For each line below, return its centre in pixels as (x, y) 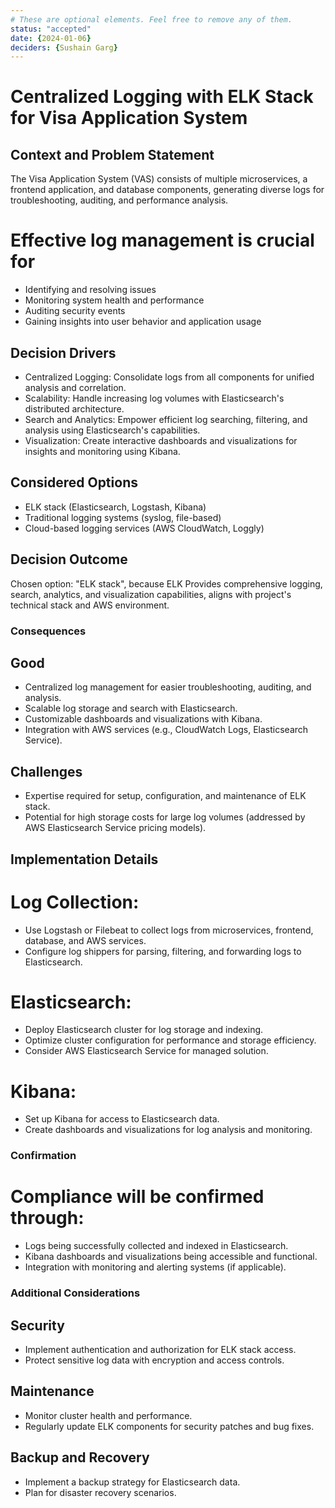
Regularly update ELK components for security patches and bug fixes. (169, 1426)
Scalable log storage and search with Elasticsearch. (131, 708)
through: (47, 1218)
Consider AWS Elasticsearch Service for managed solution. (146, 1051)
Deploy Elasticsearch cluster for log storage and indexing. (144, 1030)
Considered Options (74, 482)
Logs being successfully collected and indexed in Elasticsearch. (156, 1246)
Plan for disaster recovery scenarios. (100, 1492)
